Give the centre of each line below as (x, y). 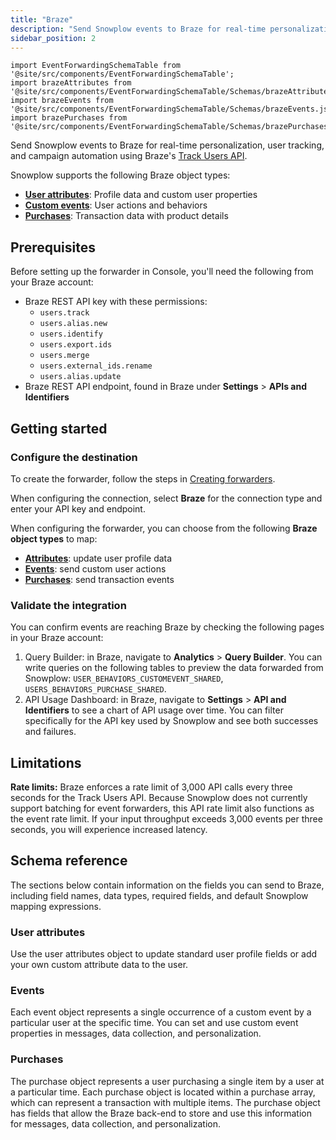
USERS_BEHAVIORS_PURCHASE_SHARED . (95, 689)
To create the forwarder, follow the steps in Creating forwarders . (143, 478)
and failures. (50, 732)
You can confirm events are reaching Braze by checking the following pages (167, 627)
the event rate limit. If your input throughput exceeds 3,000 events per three (166, 818)
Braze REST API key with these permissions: (116, 302)
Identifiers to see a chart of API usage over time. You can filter (154, 710)
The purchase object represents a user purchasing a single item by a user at (167, 1081)
